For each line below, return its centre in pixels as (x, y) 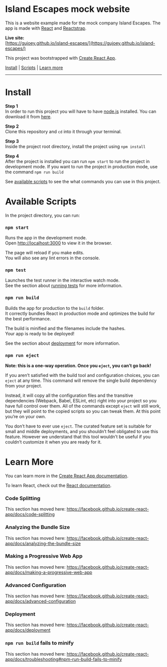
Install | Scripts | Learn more (34, 68)
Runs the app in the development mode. (46, 238)
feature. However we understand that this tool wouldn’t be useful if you (78, 437)
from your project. (24, 386)
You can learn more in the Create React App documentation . (67, 476)
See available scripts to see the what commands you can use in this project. (83, 181)
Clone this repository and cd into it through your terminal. (63, 131)
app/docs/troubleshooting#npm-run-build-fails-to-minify (64, 659)
